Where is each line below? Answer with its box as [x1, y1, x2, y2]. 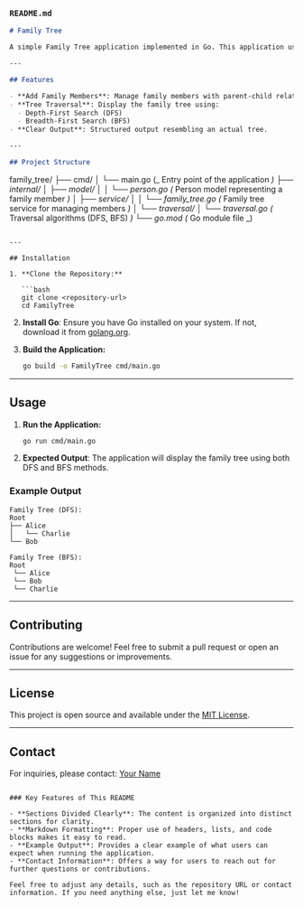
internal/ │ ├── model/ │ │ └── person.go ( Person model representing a [9, 183, 283, 194]
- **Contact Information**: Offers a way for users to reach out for [9, 857, 277, 866]
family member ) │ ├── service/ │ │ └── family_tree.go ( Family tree [9, 193, 265, 204]
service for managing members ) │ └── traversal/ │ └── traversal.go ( [9, 202, 273, 213]
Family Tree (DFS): [9, 505, 83, 514]
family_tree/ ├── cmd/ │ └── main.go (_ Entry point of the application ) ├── [9, 173, 294, 184]
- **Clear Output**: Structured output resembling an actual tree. [9, 126, 269, 135]
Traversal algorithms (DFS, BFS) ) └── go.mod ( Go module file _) [9, 212, 253, 223]
